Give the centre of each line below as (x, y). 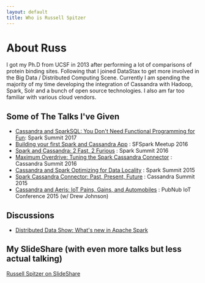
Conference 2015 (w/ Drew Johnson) (62, 196)
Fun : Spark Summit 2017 (46, 138)
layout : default (27, 12)
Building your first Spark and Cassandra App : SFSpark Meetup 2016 (102, 144)
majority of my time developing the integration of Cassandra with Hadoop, (100, 84)
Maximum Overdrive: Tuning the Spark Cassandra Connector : (94, 157)
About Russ (37, 48)
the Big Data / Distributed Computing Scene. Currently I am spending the (98, 78)
